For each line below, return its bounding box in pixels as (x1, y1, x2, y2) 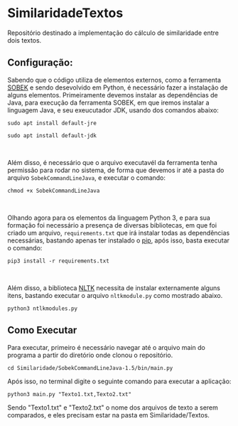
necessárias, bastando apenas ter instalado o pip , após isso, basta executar (7, 236, 229, 245)
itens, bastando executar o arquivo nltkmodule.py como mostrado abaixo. (7, 291, 223, 299)
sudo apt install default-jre (7, 119, 97, 127)
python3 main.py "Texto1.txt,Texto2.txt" (7, 390, 132, 398)
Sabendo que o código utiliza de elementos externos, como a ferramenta (7, 75, 222, 84)
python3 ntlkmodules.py (7, 304, 78, 312)
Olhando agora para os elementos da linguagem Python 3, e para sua (7, 213, 211, 222)
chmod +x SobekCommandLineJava (7, 187, 100, 194)
